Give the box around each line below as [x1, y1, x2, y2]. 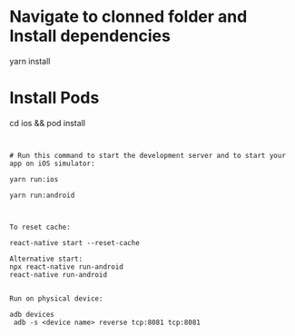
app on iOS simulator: [9, 159, 95, 168]
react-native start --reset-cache [9, 238, 141, 247]
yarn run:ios [9, 174, 59, 183]
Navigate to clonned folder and [9, 6, 248, 27]
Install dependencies [9, 25, 171, 46]
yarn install [9, 55, 51, 66]
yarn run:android [9, 191, 75, 200]
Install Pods [9, 88, 100, 108]
